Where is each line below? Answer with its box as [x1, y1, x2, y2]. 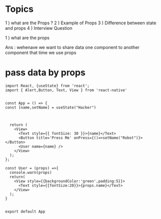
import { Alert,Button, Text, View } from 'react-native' [5, 88, 127, 93]
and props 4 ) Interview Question [5, 25, 73, 31]
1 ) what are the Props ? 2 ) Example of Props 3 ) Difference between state [5, 20, 157, 26]
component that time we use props [5, 50, 77, 55]
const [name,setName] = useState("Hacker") [5, 105, 97, 110]
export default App [5, 209, 46, 214]
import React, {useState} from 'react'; [5, 83, 90, 88]
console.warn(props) [9, 170, 52, 175]
